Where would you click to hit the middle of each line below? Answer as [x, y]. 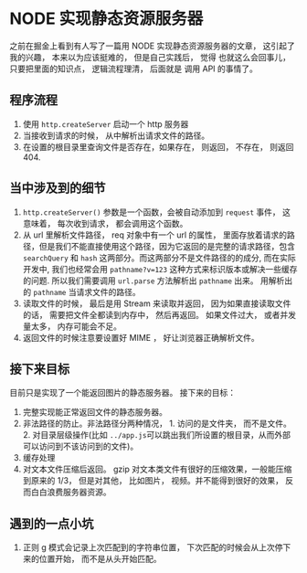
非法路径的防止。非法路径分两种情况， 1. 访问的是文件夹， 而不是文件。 [157, 424]
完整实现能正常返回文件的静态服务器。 [95, 412]
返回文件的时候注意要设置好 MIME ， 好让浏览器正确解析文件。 [141, 337]
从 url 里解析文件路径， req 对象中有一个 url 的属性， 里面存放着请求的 [155, 235]
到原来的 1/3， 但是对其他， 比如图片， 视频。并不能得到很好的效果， [153, 481]
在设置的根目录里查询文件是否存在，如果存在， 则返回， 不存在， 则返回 [158, 146]
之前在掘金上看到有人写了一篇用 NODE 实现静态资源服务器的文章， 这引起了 [152, 46]
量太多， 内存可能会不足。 [72, 326]
